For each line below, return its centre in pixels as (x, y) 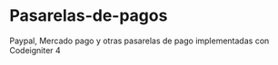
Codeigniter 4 (35, 50)
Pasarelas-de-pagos (89, 16)
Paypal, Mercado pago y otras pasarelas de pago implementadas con (139, 41)
